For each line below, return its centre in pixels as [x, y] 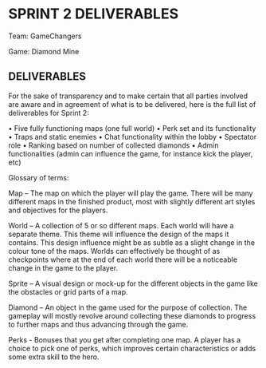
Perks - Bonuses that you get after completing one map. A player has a [125, 339]
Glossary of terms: [39, 177]
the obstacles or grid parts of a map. [68, 291]
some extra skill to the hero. [54, 357]
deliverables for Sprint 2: [49, 113]
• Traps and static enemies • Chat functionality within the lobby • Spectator [133, 137]
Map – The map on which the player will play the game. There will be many [131, 193]
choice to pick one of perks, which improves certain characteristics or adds [132, 348]
